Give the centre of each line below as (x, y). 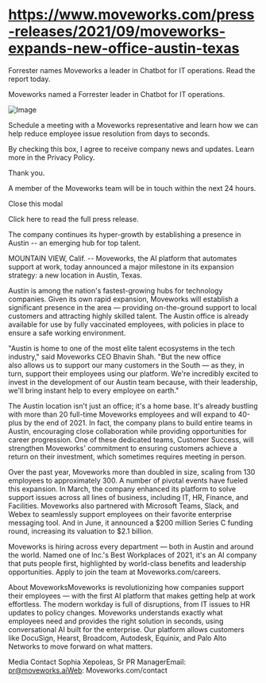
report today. (29, 79)
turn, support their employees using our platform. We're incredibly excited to (133, 373)
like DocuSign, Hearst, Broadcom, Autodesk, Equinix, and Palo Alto (118, 638)
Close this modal (36, 204)
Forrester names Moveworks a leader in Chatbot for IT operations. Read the (132, 70)
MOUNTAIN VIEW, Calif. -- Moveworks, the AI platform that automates (123, 258)
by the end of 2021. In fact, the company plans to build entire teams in (138, 422)
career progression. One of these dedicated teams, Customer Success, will (131, 440)
